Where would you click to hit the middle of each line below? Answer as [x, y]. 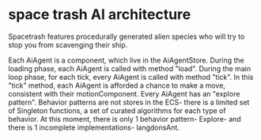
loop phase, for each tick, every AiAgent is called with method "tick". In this [131, 77]
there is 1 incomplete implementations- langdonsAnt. [94, 127]
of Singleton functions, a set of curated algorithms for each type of [117, 110]
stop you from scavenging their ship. [68, 44]
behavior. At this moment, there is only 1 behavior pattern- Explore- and [125, 119]
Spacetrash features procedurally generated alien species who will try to [127, 36]
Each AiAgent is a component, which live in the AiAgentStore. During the [126, 60]
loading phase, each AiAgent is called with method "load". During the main [130, 68]
